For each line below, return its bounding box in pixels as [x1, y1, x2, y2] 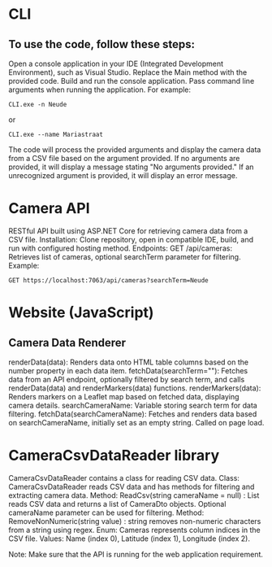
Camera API [8, 199, 91, 218]
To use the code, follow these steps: [8, 37, 196, 51]
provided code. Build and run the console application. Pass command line [8, 76, 255, 85]
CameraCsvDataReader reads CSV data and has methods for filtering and [8, 482, 255, 491]
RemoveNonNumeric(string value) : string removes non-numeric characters [8, 516, 261, 526]
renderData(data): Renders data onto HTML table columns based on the [8, 357, 249, 367]
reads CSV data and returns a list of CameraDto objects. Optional [8, 499, 227, 508]
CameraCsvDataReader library [8, 447, 220, 465]
